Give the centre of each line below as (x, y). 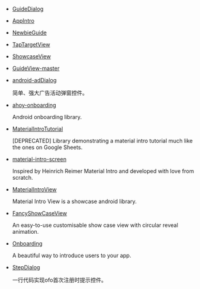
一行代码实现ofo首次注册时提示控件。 (60, 280)
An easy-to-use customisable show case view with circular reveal (95, 225)
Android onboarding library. (47, 117)
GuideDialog (28, 9)
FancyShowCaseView (40, 213)
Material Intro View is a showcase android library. (74, 201)
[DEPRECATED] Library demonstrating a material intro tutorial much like (102, 141)
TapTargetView (31, 44)
